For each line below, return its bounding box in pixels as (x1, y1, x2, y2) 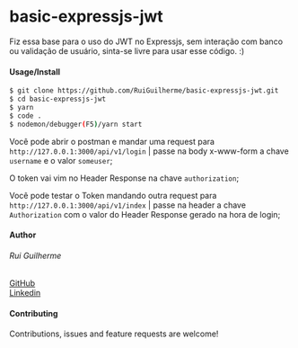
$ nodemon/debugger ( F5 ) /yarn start (9, 120, 143, 129)
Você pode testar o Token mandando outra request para (9, 190, 217, 201)
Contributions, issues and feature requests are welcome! (9, 328, 219, 339)
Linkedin (9, 288, 41, 299)
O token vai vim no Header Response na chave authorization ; (9, 173, 240, 183)
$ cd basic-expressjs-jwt (9, 94, 106, 104)
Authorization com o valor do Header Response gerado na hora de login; (9, 209, 281, 219)
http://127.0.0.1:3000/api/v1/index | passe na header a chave (9, 200, 247, 210)
